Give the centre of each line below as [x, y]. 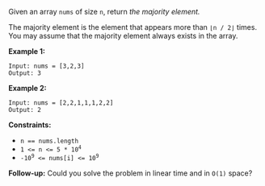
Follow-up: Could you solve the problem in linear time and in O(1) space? [130, 173]
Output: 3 [25, 73]
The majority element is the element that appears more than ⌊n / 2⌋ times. [132, 27]
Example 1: [27, 51]
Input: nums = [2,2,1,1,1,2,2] [61, 103]
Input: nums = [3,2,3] [46, 66]
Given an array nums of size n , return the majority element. [104, 12]
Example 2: [27, 88]
